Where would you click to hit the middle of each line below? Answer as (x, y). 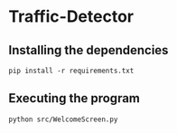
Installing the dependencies (88, 50)
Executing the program (75, 98)
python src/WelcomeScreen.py (63, 119)
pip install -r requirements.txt (71, 71)
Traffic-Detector (71, 17)
